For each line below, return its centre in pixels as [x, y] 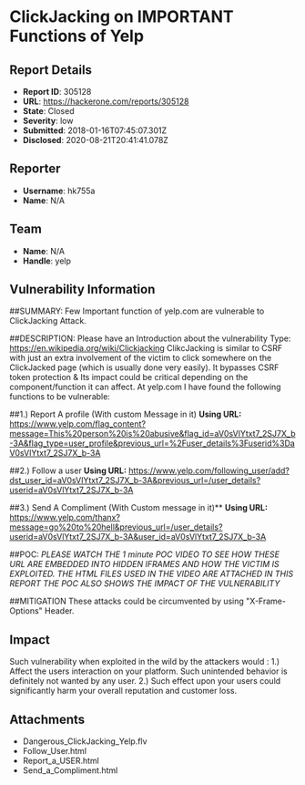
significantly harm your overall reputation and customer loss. [123, 691]
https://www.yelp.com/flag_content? [78, 424]
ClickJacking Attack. [48, 321]
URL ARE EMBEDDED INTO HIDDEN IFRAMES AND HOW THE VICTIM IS [144, 564]
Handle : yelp [46, 261]
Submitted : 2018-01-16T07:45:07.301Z [95, 130]
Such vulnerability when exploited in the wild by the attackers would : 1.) [145, 662]
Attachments [47, 719]
